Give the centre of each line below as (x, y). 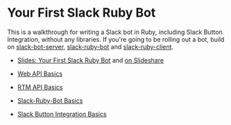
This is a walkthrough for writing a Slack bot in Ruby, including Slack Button (115, 32)
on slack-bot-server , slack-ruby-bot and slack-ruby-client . (91, 47)
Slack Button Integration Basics (62, 114)
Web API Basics (40, 74)
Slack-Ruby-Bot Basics (50, 100)
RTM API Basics (40, 87)
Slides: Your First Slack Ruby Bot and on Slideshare (91, 60)
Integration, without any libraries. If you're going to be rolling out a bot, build (116, 39)
